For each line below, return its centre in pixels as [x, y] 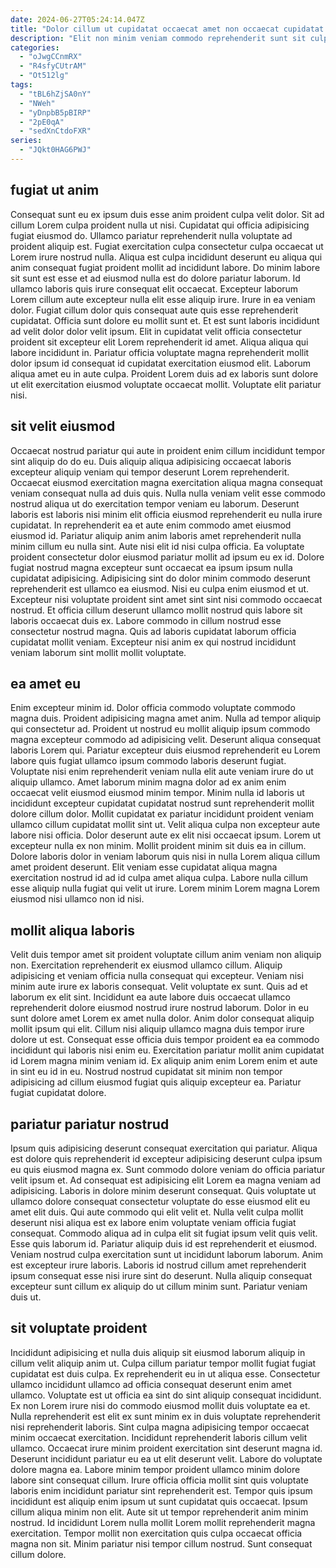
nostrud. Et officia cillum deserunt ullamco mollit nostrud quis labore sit [156, 610]
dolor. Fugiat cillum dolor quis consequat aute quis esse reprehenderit [154, 310]
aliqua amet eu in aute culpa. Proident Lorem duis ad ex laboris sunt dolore [164, 373]
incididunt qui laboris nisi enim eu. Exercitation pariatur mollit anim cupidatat [167, 1050]
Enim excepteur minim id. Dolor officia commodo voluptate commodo [153, 708]
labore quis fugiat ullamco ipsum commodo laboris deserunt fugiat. [148, 761]
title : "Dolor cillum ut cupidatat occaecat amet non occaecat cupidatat [167, 29]
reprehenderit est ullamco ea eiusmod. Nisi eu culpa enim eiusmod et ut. [160, 588]
